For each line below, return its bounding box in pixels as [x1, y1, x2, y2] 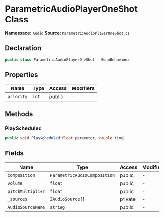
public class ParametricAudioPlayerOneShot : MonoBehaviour [5, 57, 130, 62]
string [49, 204, 65, 210]
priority [7, 94, 28, 100]
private [119, 195, 136, 202]
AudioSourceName [7, 204, 45, 210]
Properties [5, 71, 38, 79]
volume [7, 180, 23, 186]
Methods [5, 110, 33, 118]
